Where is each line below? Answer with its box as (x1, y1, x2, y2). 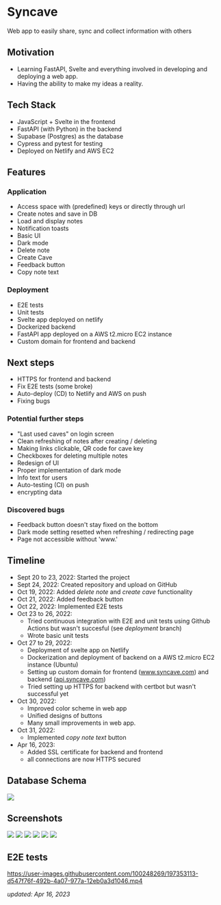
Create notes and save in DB (16, 210, 98, 218)
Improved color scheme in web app (27, 704, 127, 712)
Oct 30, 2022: (16, 697, 57, 705)
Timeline (7, 555, 46, 567)
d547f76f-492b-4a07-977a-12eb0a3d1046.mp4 (7, 877, 143, 885)
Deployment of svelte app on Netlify (27, 645, 129, 654)
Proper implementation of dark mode (16, 466, 122, 474)
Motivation (7, 47, 55, 58)
